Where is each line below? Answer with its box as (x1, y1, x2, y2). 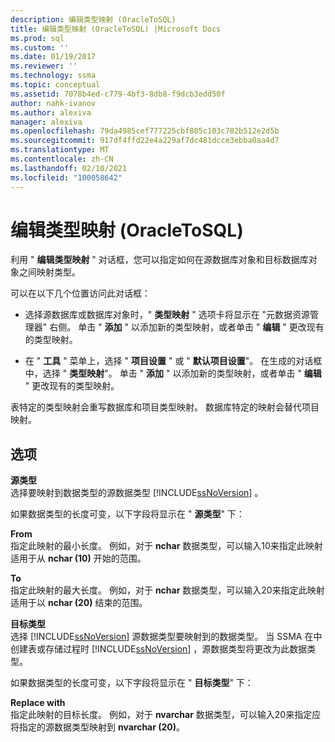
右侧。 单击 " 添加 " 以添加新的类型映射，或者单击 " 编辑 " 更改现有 (49, 321, 325, 333)
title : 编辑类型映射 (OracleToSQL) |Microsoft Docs (10, 24, 222, 34)
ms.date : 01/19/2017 (10, 52, 97, 62)
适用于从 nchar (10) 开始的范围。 (10, 552, 147, 565)
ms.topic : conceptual (10, 80, 101, 90)
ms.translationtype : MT (10, 145, 110, 155)
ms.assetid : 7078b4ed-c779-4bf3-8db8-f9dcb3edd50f (10, 89, 226, 99)
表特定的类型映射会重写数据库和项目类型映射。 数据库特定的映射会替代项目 (10, 401, 320, 413)
